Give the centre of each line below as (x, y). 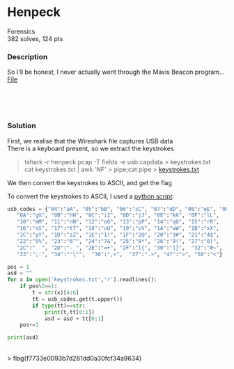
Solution (22, 126)
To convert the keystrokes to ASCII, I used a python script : (91, 196)
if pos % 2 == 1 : (39, 286)
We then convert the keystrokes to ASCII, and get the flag (89, 182)
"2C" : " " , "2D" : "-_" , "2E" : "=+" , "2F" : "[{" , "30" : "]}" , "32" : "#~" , (119, 248)
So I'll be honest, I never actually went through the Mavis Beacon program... (116, 72)
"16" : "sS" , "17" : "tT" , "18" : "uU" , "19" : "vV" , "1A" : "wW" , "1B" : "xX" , (118, 228)
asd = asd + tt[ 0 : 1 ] (74, 319)
